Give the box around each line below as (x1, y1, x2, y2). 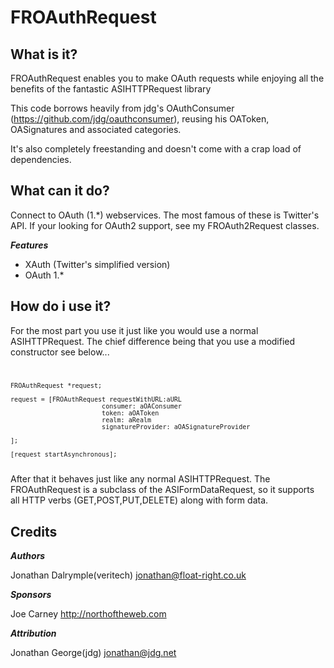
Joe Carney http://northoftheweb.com (10, 608, 167, 620)
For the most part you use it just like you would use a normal (10, 324, 259, 336)
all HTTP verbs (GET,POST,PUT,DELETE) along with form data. (10, 494, 269, 506)
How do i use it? (10, 298, 112, 315)
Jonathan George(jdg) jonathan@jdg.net (10, 647, 177, 659)
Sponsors (10, 589, 52, 601)
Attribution (10, 627, 57, 640)
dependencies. (10, 154, 72, 165)
